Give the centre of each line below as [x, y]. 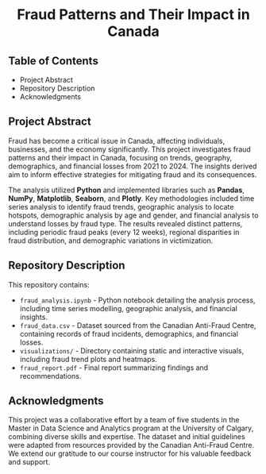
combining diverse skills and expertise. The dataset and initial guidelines [127, 437]
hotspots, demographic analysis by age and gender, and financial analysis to [133, 215]
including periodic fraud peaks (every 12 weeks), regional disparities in [124, 232]
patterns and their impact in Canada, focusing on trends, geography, [120, 157]
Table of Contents [54, 61]
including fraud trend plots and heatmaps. [88, 359]
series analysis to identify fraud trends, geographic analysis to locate [121, 206]
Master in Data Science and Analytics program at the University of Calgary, [131, 428]
